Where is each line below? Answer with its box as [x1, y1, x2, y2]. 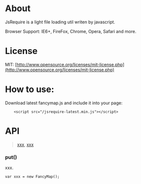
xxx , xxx [17, 142, 34, 147]
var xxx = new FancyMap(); [5, 174, 60, 179]
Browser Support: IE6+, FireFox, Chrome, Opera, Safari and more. [5, 28, 137, 34]
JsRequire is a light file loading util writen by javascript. [5, 19, 115, 25]
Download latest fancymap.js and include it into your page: [5, 100, 123, 106]
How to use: [5, 84, 54, 95]
